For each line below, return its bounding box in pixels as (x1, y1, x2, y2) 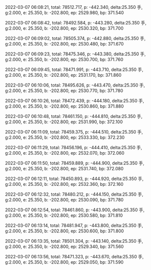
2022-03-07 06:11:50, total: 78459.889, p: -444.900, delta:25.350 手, (5, 160, 145, 166)
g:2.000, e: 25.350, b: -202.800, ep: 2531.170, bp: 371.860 (5, 72, 122, 78)
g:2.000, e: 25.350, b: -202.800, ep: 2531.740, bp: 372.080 (5, 166, 124, 171)
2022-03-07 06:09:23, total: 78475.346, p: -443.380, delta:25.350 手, (5, 51, 146, 57)
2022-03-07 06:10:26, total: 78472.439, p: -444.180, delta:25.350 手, (5, 98, 144, 104)
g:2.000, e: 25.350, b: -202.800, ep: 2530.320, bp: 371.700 (5, 25, 124, 31)
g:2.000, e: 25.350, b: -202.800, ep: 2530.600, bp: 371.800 (5, 228, 124, 234)
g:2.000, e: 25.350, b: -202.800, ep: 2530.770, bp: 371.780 (5, 88, 123, 93)
